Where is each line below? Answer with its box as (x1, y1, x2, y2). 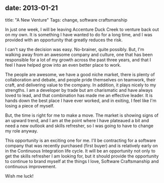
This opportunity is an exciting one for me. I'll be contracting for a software (5, 137, 156, 143)
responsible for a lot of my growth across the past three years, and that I (5, 56, 151, 63)
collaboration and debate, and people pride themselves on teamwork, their (5, 77, 156, 82)
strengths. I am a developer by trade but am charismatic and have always (5, 87, 153, 93)
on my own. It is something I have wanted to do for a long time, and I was (5, 31, 153, 37)
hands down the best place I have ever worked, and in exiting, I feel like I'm (5, 98, 157, 104)
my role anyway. (5, 128, 38, 134)
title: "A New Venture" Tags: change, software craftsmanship (5, 17, 127, 23)
